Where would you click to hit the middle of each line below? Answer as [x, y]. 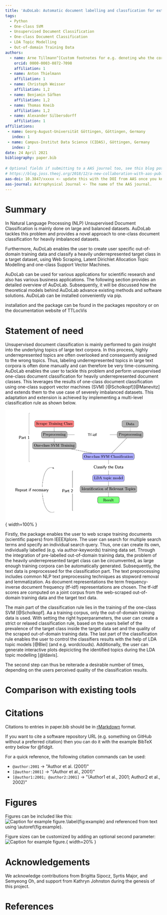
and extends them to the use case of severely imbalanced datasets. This [80, 392]
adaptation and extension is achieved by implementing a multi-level [74, 398]
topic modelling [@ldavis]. [32, 655]
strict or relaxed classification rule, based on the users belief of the [74, 623]
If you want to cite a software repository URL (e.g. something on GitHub [79, 736]
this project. [17, 887]
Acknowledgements [48, 862]
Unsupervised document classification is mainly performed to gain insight [81, 345]
